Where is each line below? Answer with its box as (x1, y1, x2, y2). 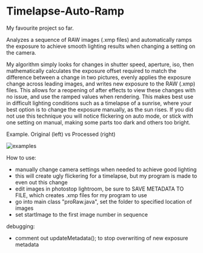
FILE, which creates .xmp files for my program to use (15, 191, 147, 198)
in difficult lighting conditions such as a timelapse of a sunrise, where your (6, 99, 192, 107)
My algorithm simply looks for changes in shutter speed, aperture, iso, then (6, 61, 194, 68)
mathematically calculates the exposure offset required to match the (6, 67, 177, 74)
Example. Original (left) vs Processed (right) (6, 130, 116, 138)
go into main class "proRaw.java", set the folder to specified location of (15, 198, 192, 205)
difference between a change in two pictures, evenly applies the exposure (6, 73, 191, 81)
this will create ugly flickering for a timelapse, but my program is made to (15, 172, 198, 180)
